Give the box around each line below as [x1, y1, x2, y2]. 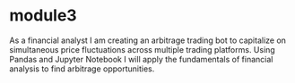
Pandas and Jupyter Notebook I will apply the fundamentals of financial [9, 54, 273, 64]
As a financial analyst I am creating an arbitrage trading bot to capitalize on [9, 35, 287, 46]
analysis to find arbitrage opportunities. [9, 63, 155, 74]
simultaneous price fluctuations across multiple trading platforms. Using [9, 44, 275, 54]
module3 [9, 5, 78, 26]
